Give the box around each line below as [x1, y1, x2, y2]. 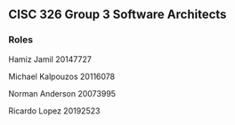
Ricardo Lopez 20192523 [8, 105, 101, 116]
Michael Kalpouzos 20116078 [8, 71, 116, 82]
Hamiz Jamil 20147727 [8, 53, 93, 65]
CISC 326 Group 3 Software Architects [8, 7, 227, 22]
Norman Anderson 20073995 [8, 88, 117, 98]
